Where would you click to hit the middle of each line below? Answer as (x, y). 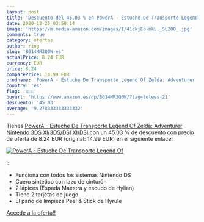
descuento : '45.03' (31, 102)
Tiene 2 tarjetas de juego (47, 194)
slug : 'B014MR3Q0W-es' (35, 52)
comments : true (26, 35)
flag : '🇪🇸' (21, 91)
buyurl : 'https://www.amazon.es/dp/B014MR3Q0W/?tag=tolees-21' (89, 97)
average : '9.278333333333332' (45, 108)
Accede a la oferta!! (31, 213)
